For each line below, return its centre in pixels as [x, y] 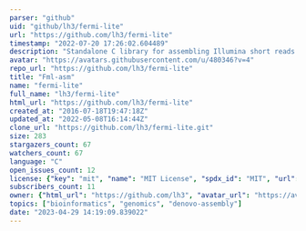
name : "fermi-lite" [46, 85]
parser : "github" [42, 18]
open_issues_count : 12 [52, 170]
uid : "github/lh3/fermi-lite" [67, 26]
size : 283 [28, 136]
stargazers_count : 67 [51, 145]
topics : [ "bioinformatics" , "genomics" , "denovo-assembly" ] [126, 204]
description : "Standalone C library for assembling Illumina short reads [153, 52]
